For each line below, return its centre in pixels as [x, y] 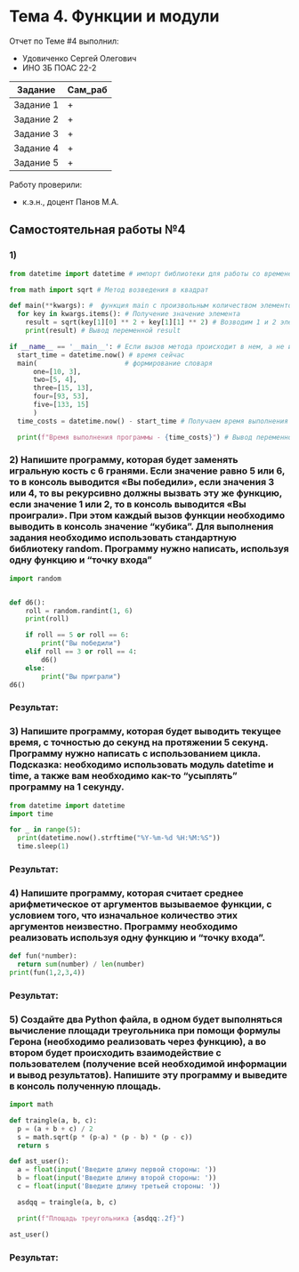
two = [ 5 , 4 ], [55, 380]
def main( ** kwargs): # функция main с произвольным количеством [133, 306]
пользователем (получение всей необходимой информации [148, 1064]
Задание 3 [36, 134]
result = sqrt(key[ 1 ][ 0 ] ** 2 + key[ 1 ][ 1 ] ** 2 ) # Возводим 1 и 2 [151, 322]
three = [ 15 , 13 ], [63, 388]
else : [36, 668]
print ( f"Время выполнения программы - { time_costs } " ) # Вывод [135, 437]
